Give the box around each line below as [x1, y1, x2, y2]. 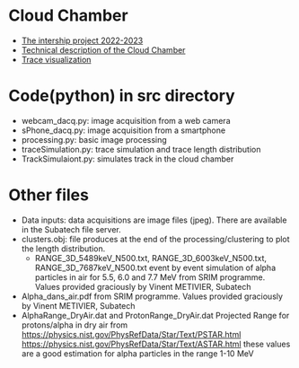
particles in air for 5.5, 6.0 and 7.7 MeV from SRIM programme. [34, 271, 266, 283]
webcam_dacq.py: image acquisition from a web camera [21, 115, 231, 126]
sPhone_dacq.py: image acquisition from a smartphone [21, 125, 226, 136]
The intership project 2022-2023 [21, 35, 144, 46]
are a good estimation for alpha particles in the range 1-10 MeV [21, 347, 254, 359]
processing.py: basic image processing [21, 134, 167, 145]
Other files [8, 185, 89, 206]
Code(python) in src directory [8, 86, 235, 106]
